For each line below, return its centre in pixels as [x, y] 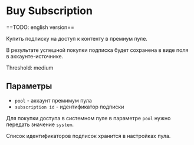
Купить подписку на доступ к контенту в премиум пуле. [77, 38]
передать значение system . [40, 124]
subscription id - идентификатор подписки [69, 107]
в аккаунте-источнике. [35, 56]
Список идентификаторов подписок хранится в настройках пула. [88, 136]
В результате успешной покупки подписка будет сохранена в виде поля [97, 50]
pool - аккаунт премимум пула [53, 100]
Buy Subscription [50, 11]
